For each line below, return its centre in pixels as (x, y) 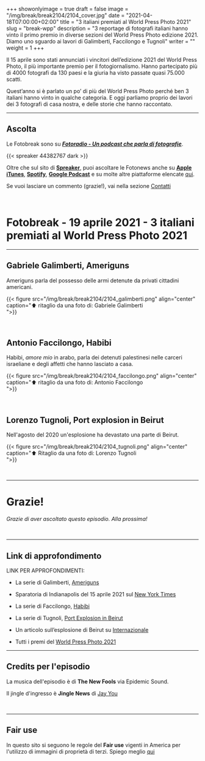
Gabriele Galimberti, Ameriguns (68, 266)
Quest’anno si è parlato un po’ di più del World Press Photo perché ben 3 (98, 91)
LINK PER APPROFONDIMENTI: (45, 570)
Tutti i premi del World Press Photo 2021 (66, 642)
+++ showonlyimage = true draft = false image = (67, 9)
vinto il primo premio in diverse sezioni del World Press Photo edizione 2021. (103, 35)
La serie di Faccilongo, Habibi (52, 606)
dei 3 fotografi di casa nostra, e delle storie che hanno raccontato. (89, 104)
